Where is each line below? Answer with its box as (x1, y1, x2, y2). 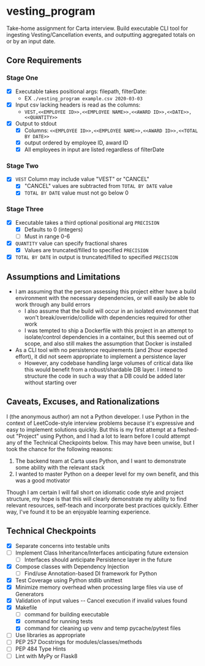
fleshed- (177, 425, 199, 433)
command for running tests (24, 618, 93, 625)
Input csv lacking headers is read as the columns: (15, 101, 141, 108)
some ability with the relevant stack (15, 463, 105, 471)
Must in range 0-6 (24, 233, 70, 240)
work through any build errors (15, 301, 91, 308)
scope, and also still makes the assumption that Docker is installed (24, 340, 192, 347)
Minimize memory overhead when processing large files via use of (15, 583, 184, 591)
